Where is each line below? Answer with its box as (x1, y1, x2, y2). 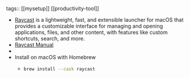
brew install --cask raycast (23, 66, 96, 72)
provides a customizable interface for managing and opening (14, 23, 163, 29)
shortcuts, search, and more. (14, 35, 86, 42)
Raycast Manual (14, 41, 54, 48)
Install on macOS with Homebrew (14, 54, 96, 60)
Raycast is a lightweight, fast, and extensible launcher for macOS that (14, 16, 184, 23)
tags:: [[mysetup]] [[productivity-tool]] (6, 5, 99, 12)
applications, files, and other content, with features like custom (14, 29, 168, 36)
